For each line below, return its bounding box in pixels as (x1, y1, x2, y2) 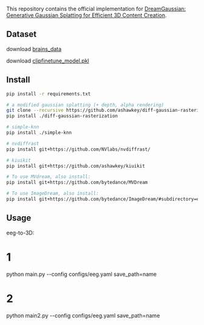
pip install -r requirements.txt (6, 91, 91, 97)
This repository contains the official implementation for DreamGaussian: (6, 5, 186, 12)
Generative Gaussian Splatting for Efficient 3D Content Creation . (6, 12, 167, 19)
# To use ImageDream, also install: (6, 191, 99, 197)
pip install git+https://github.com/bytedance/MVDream (6, 179, 148, 186)
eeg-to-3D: (6, 229, 35, 236)
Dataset (6, 29, 37, 39)
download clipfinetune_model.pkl (6, 57, 89, 64)
